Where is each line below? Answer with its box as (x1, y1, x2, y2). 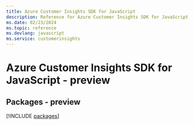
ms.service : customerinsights (6, 36, 81, 42)
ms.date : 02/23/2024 (6, 19, 57, 25)
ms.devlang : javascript (6, 31, 65, 36)
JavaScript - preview (6, 74, 111, 87)
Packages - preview (6, 97, 81, 107)
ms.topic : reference (6, 25, 57, 31)
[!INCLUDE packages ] (6, 113, 60, 119)
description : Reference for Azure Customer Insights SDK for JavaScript (6, 14, 189, 20)
